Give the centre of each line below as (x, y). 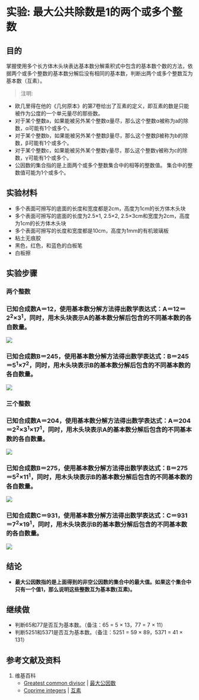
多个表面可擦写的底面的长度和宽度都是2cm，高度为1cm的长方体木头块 (100, 208)
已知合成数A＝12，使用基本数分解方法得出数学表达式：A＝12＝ (96, 309)
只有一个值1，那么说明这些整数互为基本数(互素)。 (75, 589)
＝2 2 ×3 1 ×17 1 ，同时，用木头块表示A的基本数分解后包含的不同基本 (99, 429)
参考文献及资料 (33, 660)
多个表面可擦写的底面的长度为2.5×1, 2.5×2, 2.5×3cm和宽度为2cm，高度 (102, 216)
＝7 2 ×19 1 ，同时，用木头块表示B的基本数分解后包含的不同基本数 (97, 524)
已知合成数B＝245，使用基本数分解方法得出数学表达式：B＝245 (98, 356)
